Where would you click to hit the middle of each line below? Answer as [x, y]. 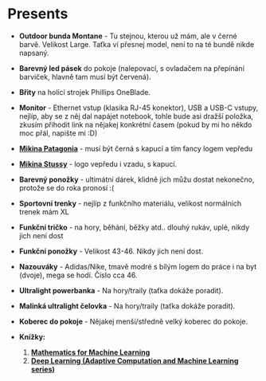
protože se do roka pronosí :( [66, 187]
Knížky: [32, 336]
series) [43, 369]
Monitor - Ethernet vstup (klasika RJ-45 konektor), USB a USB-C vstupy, [139, 108]
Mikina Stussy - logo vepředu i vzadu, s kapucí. [98, 163]
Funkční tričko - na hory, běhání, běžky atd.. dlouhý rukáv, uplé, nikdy [134, 227]
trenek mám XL [44, 211]
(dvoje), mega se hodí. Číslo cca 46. [78, 275]
